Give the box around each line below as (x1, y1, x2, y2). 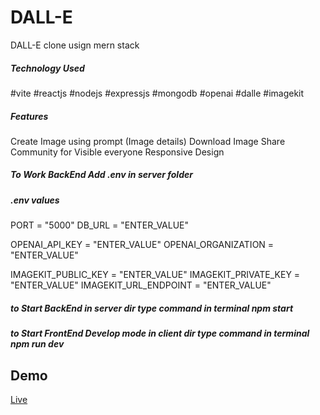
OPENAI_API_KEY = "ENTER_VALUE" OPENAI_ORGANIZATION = (10, 239, 275, 251)
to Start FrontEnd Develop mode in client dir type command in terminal (10, 327, 310, 340)
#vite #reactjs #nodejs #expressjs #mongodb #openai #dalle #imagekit (10, 87, 305, 99)
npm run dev (10, 338, 65, 350)
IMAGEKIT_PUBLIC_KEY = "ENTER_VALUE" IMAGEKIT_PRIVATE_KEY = (10, 269, 301, 281)
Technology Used (10, 62, 85, 74)
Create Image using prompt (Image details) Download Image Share (10, 135, 286, 147)
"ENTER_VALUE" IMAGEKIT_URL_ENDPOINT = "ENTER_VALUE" (10, 279, 272, 291)
